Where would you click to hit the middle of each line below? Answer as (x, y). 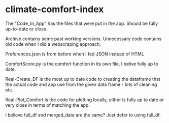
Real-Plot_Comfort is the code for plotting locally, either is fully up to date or (84, 100)
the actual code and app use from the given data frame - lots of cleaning (81, 84)
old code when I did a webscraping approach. (53, 44)
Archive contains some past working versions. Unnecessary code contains (83, 39)
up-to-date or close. (26, 28)
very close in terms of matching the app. (48, 105)
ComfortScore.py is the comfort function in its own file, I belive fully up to (82, 64)
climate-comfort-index (55, 9)
